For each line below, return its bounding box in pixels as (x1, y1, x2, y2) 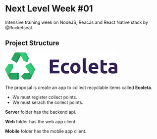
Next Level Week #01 (5, 3, 93, 14)
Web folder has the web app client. (5, 118, 77, 124)
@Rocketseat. (5, 24, 34, 30)
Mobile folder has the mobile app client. (5, 128, 87, 134)
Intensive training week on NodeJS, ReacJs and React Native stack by (5, 19, 149, 25)
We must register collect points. (12, 94, 78, 100)
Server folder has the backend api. (5, 109, 77, 115)
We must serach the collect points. (12, 99, 83, 105)
